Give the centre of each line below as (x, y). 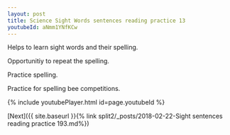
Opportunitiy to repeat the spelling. (59, 61)
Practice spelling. (33, 75)
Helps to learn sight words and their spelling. (73, 48)
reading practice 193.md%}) (49, 124)
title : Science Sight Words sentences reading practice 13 (97, 21)
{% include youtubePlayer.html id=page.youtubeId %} (86, 102)
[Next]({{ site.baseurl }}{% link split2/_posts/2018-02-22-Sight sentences (115, 116)
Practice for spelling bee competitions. (64, 89)
